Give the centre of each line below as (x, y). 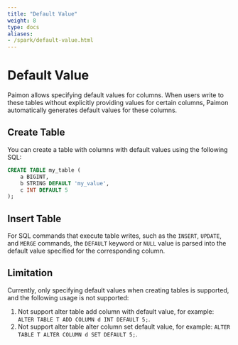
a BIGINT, (35, 177)
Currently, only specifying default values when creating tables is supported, (118, 290)
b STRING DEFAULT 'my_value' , (65, 183)
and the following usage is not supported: (68, 297)
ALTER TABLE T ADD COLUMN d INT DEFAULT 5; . (84, 319)
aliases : (20, 34)
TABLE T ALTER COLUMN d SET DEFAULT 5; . (77, 334)
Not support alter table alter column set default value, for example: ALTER (124, 327)
